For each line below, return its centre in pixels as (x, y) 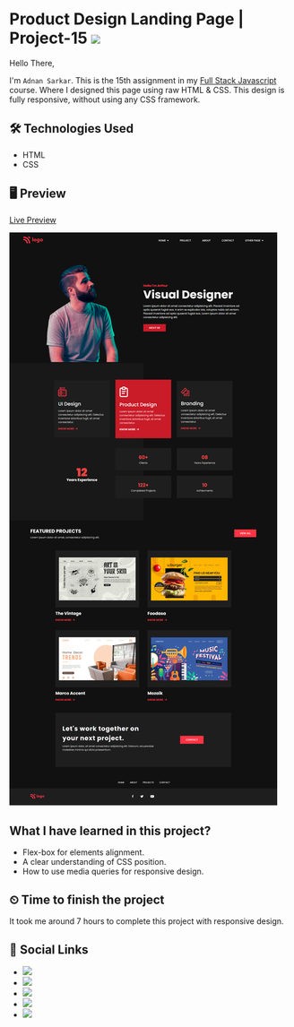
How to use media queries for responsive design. (113, 872)
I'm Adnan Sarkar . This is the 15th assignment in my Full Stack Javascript (143, 80)
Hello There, (32, 63)
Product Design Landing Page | (127, 19)
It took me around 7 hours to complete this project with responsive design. (147, 921)
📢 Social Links (49, 949)
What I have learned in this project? (110, 830)
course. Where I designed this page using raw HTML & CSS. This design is (147, 90)
